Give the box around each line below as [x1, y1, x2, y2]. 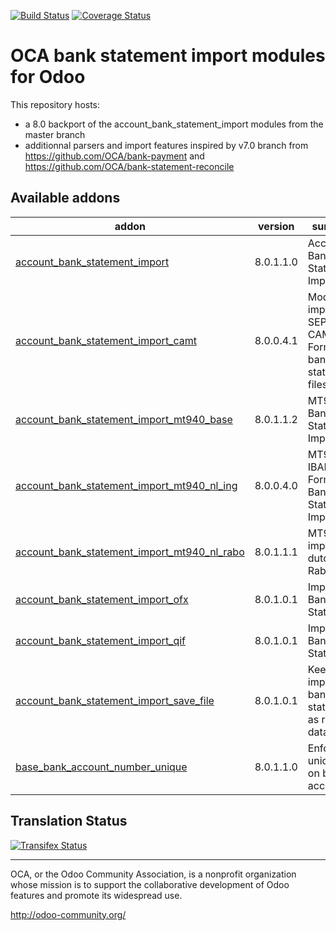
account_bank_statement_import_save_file [15, 693, 215, 707]
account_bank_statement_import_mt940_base [15, 412, 233, 426]
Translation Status [10, 813, 128, 830]
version [258, 219, 295, 233]
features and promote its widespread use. [10, 889, 183, 901]
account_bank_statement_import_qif [15, 633, 187, 647]
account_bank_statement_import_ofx [15, 592, 189, 606]
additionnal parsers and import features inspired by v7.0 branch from [24, 139, 309, 151]
